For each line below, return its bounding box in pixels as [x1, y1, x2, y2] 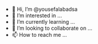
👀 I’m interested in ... [11, 12, 62, 19]
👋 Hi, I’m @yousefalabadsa [11, 6, 78, 12]
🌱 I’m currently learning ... [11, 18, 75, 25]
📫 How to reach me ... [11, 32, 67, 38]
